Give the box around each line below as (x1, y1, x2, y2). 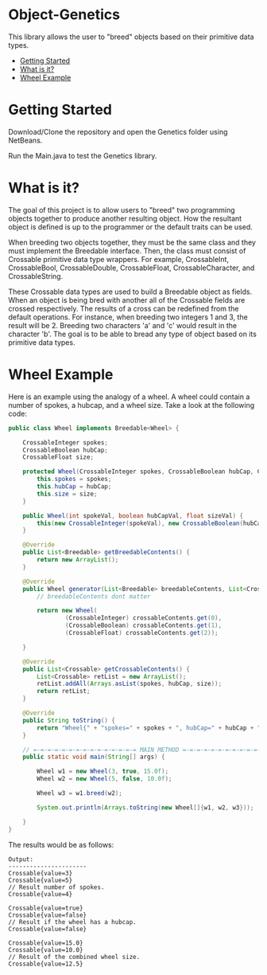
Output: (8, 855, 34, 863)
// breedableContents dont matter (37, 592, 151, 601)
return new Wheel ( (37, 607, 98, 615)
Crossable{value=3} (8, 869, 73, 877)
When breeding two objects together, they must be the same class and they (8, 237, 257, 247)
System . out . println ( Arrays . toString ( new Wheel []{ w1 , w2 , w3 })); (37, 803, 254, 812)
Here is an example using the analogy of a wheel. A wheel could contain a (8, 392, 250, 401)
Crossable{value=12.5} (8, 960, 83, 968)
